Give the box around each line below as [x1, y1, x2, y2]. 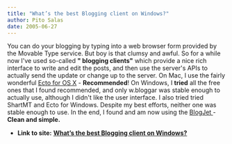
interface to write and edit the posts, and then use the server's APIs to [7, 64, 208, 73]
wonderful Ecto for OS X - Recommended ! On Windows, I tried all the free [7, 79, 221, 87]
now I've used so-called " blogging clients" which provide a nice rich [7, 57, 207, 65]
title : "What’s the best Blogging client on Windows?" [7, 10, 169, 17]
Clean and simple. [7, 116, 60, 124]
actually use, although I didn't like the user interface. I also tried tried [7, 93, 204, 102]
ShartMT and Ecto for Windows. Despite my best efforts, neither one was [7, 101, 217, 109]
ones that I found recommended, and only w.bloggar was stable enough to [7, 86, 221, 94]
